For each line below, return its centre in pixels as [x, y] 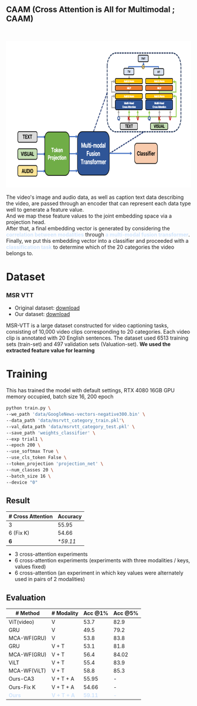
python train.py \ [28, 408]
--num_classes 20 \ [30, 470]
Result [18, 500]
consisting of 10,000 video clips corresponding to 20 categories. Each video [98, 332]
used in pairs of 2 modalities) [50, 579]
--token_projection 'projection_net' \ [55, 464]
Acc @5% [126, 613]
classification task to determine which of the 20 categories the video [90, 247]
